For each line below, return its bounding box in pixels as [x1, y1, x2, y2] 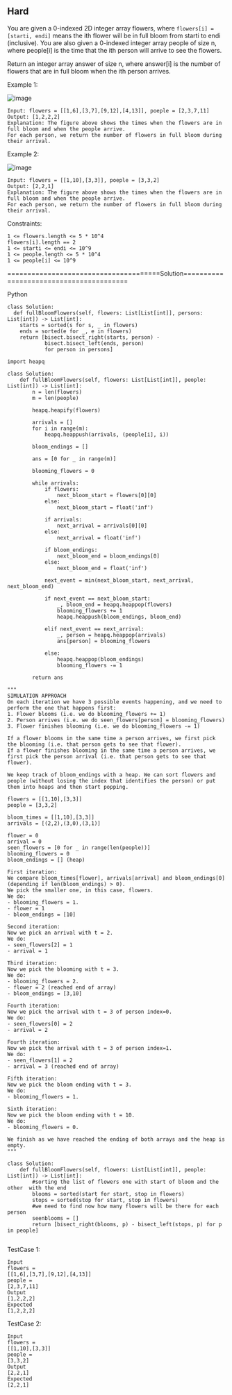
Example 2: [7, 149, 40, 158]
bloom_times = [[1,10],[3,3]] [7, 814, 95, 821]
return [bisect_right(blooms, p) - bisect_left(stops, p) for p [32, 1221, 222, 1228]
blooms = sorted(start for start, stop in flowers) [32, 1190, 185, 1197]
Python [7, 290, 28, 298]
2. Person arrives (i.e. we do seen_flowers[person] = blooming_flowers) [7, 717, 226, 724]
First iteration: [7, 868, 58, 876]
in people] [7, 1227, 39, 1234]
